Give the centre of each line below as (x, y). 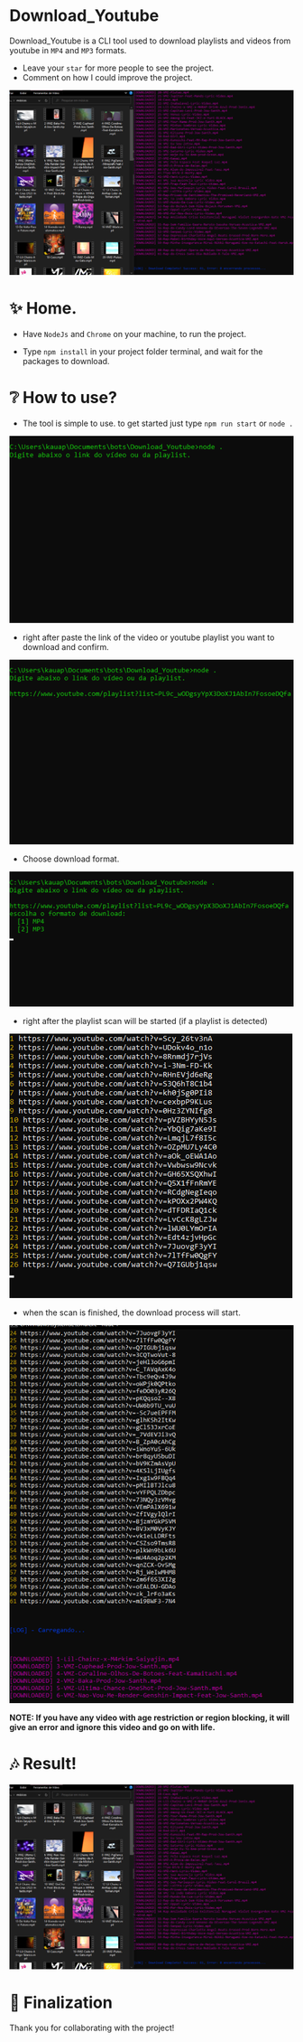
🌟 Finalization (61, 2003)
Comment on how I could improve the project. (107, 77)
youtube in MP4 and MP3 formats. (68, 50)
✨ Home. (43, 309)
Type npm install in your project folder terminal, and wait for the (142, 352)
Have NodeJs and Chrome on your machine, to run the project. (134, 334)
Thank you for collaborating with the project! (92, 2028)
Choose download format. (71, 859)
